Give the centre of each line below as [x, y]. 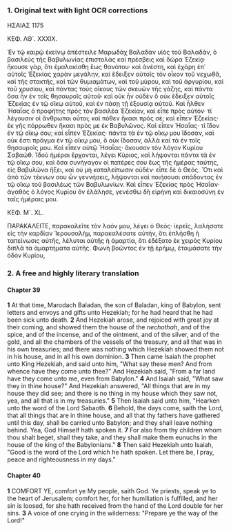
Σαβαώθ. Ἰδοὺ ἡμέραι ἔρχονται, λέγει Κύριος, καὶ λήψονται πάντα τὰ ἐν [111, 155]
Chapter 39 [24, 290]
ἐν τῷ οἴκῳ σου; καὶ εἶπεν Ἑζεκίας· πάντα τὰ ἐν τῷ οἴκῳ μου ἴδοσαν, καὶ [111, 133]
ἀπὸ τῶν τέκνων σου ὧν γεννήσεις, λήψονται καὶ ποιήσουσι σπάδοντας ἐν [115, 177]
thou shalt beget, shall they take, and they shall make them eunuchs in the [112, 437]
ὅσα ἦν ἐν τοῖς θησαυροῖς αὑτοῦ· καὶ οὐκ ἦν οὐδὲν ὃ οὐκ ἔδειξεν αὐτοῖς [111, 96]
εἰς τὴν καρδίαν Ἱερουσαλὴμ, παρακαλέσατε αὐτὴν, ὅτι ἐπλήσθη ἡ [103, 233]
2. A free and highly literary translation [73, 273]
